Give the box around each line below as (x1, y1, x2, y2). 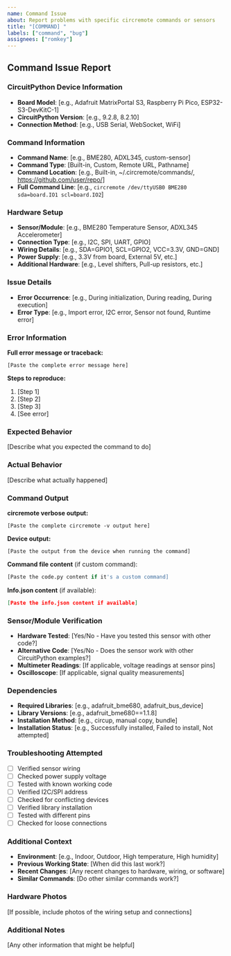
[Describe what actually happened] (7, 476, 108, 484)
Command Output (7, 493, 69, 503)
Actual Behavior (7, 460, 62, 470)
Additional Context (7, 837, 72, 846)
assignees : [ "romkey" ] (7, 36, 73, 43)
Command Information (7, 137, 85, 147)
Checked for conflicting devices (17, 795, 109, 803)
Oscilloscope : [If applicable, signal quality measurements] (17, 668, 185, 676)
